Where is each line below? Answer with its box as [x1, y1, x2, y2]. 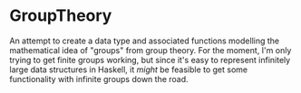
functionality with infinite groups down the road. [9, 73, 189, 84]
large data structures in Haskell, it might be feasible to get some [9, 64, 248, 75]
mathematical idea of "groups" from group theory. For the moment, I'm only [9, 44, 292, 55]
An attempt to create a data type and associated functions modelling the [9, 35, 279, 46]
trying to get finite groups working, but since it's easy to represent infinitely [9, 54, 291, 65]
